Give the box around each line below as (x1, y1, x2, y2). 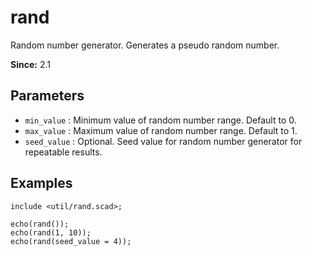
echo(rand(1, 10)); (10, 227, 92, 238)
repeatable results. (24, 146, 103, 158)
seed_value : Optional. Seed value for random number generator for (24, 135, 303, 147)
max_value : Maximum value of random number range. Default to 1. (24, 124, 298, 136)
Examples (10, 175, 73, 192)
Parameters (10, 87, 85, 105)
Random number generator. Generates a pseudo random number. (10, 39, 280, 51)
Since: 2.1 (10, 58, 51, 70)
